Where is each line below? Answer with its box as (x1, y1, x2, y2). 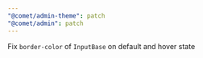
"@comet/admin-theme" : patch (7, 11, 106, 20)
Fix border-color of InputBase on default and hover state (7, 41, 196, 51)
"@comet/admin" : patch (7, 19, 84, 27)
